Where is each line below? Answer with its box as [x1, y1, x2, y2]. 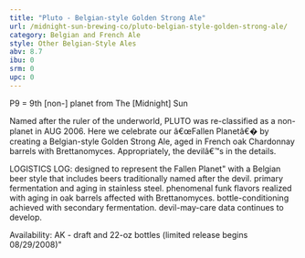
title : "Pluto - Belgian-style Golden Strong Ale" [9, 13, 206, 23]
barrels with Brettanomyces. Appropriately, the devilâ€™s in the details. [9, 145, 277, 156]
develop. [9, 212, 43, 222]
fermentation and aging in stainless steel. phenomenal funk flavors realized [9, 182, 292, 193]
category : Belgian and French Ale [9, 30, 142, 39]
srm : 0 [9, 65, 35, 74]
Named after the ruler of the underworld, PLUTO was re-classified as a [9, 115, 276, 126]
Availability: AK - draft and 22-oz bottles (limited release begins [9, 229, 248, 240]
